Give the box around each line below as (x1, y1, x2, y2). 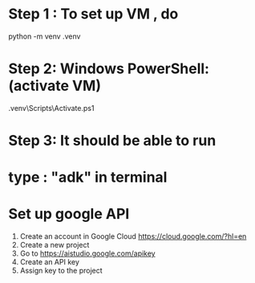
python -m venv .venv (8, 31, 81, 41)
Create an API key (19, 257, 80, 267)
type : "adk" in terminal (8, 168, 168, 187)
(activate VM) (8, 77, 102, 95)
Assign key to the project (19, 266, 103, 276)
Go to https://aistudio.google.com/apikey (19, 248, 156, 258)
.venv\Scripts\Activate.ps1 (8, 103, 95, 113)
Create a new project (19, 240, 90, 250)
